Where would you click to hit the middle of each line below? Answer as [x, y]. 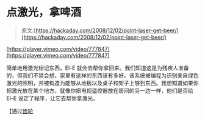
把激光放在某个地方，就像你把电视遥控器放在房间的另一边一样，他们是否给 [100, 90]
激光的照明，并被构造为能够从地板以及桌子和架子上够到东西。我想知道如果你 [103, 83]
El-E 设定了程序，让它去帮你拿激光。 [52, 98]
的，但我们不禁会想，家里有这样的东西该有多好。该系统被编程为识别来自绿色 [103, 75]
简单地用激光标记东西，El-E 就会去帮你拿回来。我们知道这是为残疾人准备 [98, 68]
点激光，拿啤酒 [44, 12]
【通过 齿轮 [20, 111]
